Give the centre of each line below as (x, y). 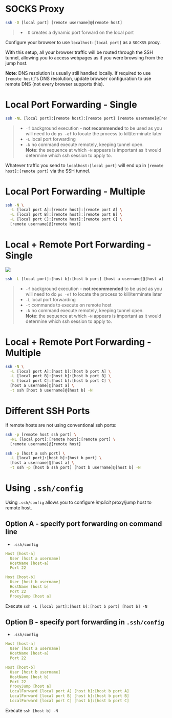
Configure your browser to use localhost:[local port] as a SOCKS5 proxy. (83, 42)
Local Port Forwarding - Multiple (76, 191)
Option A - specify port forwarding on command (84, 524)
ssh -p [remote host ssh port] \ (41, 434)
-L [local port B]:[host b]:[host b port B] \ (60, 376)
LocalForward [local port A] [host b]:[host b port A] (70, 691)
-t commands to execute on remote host (68, 305)
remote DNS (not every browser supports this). (55, 84)
